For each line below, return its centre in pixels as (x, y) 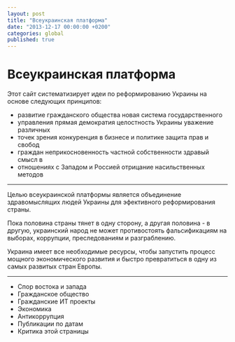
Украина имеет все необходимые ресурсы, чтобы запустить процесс (111, 252)
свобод (28, 145)
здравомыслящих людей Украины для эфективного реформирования (111, 202)
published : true (31, 40)
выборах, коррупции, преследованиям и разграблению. (92, 238)
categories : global (36, 33)
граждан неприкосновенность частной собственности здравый (113, 152)
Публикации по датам (50, 324)
